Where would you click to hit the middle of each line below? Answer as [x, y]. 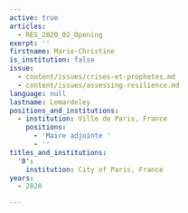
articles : [28, 26]
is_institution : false [52, 60]
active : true [34, 18]
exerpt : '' [30, 43]
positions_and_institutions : [64, 111]
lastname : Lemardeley [50, 102]
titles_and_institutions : [58, 152]
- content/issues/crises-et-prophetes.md [97, 77]
